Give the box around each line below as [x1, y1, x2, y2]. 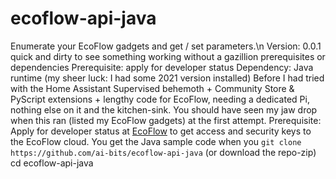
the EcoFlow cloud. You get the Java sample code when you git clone [10, 135, 302, 147]
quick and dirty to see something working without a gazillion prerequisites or [10, 50, 326, 62]
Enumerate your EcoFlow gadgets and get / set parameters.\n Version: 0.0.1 [10, 40, 322, 52]
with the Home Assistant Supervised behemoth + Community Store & [10, 82, 295, 94]
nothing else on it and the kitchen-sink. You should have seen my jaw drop [10, 103, 318, 116]
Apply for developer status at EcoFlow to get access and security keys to [10, 125, 312, 137]
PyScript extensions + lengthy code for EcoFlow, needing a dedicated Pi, [10, 93, 310, 105]
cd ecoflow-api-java [10, 157, 94, 169]
